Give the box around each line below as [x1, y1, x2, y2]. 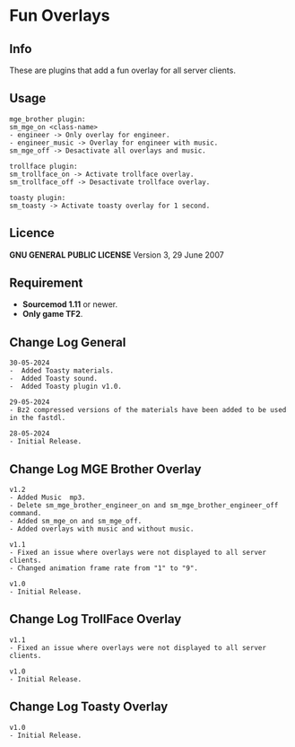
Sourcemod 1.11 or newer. [22, 299, 118, 310]
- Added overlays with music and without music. [9, 524, 195, 534]
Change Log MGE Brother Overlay [9, 461, 202, 477]
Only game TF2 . [22, 309, 83, 320]
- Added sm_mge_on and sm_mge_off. [9, 517, 143, 526]
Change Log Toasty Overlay [9, 699, 169, 715]
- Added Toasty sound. [9, 374, 99, 383]
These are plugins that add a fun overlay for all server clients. [9, 65, 236, 75]
